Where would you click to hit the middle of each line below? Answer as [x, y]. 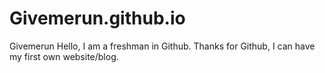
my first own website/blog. [64, 56]
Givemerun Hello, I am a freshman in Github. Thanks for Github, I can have [162, 46]
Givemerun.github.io [97, 18]
